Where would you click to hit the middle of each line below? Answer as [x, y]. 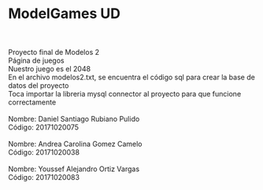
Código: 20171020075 [44, 127]
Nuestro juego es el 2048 [50, 68]
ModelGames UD [64, 14]
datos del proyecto [39, 85]
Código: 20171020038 [44, 152]
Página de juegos [36, 60]
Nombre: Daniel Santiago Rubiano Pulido [74, 119]
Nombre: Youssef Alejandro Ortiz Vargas [74, 169]
